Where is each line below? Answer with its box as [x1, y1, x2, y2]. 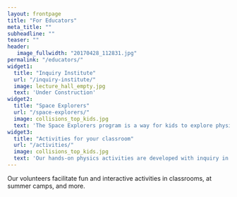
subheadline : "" [7, 30, 55, 37]
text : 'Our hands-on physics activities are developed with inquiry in [13, 155, 229, 162]
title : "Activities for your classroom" [13, 135, 134, 142]
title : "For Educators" [7, 17, 78, 24]
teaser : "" [7, 37, 39, 44]
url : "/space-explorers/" [13, 109, 90, 116]
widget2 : [7, 96, 33, 103]
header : [7, 43, 30, 50]
